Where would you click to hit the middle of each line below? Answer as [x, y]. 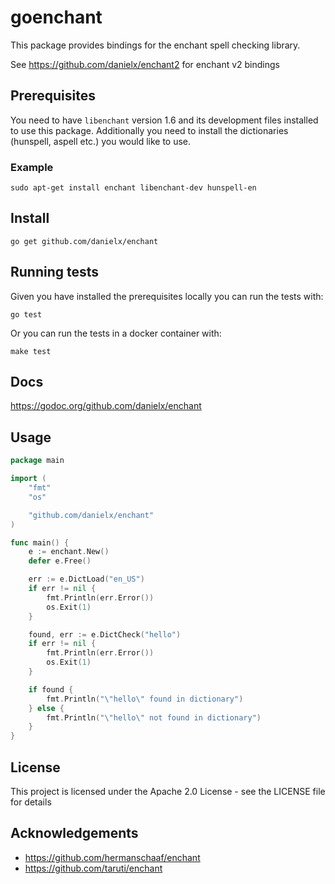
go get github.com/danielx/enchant [84, 241]
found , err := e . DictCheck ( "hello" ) [105, 634]
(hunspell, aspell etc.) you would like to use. [101, 141]
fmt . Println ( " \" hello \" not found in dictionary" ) [154, 717]
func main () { [40, 542]
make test [31, 351]
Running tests [55, 272]
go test [26, 314]
